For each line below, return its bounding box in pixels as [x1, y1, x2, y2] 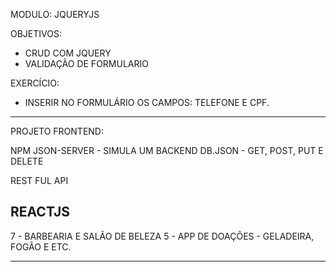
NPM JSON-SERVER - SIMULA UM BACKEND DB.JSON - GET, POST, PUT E [10, 145, 324, 156]
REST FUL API [10, 175, 69, 186]
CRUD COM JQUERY [24, 47, 112, 59]
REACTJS [10, 204, 71, 221]
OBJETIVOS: [10, 28, 62, 39]
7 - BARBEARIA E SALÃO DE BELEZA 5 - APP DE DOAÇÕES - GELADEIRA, [10, 230, 315, 242]
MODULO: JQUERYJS [10, 9, 100, 20]
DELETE [10, 155, 44, 167]
